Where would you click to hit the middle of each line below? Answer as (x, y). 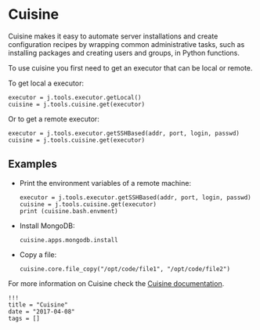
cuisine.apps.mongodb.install (69, 240)
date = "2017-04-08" (42, 311)
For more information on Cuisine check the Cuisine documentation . (116, 283)
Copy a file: (38, 254)
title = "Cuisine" (38, 305)
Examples (32, 164)
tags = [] (24, 318)
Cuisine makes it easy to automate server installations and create (113, 36)
